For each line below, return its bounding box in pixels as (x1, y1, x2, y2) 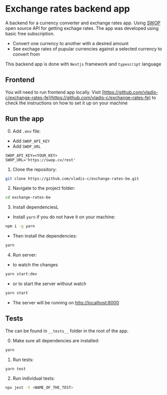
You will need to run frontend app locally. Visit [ (5, 89, 104, 95)
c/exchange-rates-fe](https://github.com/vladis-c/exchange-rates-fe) (5, 94, 151, 100)
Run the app (5, 114, 44, 123)
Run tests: (12, 357, 34, 363)
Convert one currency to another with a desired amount (12, 40, 129, 46)
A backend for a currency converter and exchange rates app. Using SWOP (5, 20, 161, 26)
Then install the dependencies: (12, 233, 77, 239)
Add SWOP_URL (12, 143, 41, 149)
